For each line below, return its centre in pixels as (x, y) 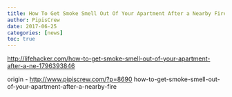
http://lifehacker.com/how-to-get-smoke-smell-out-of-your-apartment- (109, 58)
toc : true (21, 39)
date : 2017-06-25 (32, 26)
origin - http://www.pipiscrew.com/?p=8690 (70, 79)
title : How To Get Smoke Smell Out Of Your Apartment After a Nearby (109, 13)
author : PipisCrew (33, 20)
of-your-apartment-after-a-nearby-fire (62, 87)
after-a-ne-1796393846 (41, 66)
